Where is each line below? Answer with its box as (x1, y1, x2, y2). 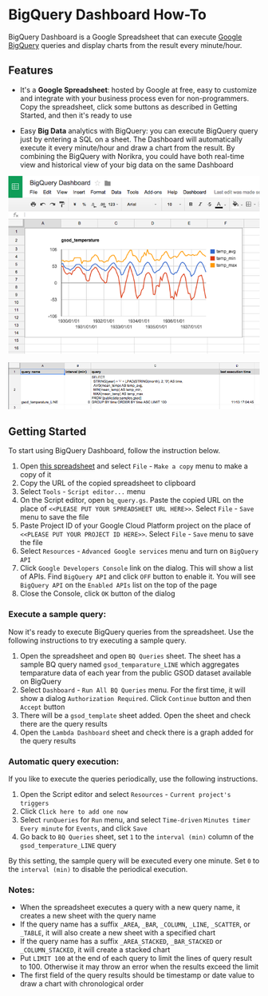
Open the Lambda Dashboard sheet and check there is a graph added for (19, 727, 254, 737)
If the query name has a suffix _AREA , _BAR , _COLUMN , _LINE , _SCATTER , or (19, 919, 251, 929)
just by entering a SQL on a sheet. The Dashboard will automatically (19, 134, 243, 144)
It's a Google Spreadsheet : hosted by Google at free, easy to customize (19, 85, 258, 94)
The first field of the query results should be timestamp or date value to (19, 970, 255, 980)
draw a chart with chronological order (19, 979, 144, 989)
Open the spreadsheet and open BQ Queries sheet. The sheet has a (19, 651, 241, 660)
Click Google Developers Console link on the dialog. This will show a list (19, 564, 254, 573)
